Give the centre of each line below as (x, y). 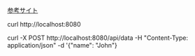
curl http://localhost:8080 (44, 24)
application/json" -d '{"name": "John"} (62, 45)
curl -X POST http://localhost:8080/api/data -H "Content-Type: (98, 38)
